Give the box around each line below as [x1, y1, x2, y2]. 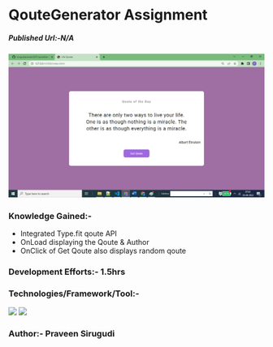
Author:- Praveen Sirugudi [8, 328, 115, 339]
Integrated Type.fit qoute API [19, 229, 118, 238]
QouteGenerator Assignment [8, 6, 208, 24]
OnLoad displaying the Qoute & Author [19, 238, 149, 247]
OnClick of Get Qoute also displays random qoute [19, 246, 187, 256]
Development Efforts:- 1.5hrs [8, 266, 126, 277]
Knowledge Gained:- [8, 211, 92, 222]
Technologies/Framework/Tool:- [8, 288, 140, 299]
